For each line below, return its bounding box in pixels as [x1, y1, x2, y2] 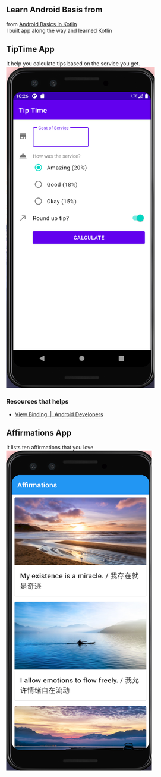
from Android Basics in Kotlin [6, 20, 77, 27]
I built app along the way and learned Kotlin [6, 27, 112, 34]
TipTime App [6, 44, 55, 54]
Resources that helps [6, 397, 69, 405]
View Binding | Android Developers [14, 410, 103, 418]
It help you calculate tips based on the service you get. [6, 59, 141, 67]
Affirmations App [6, 428, 72, 438]
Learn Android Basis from [6, 5, 103, 15]
